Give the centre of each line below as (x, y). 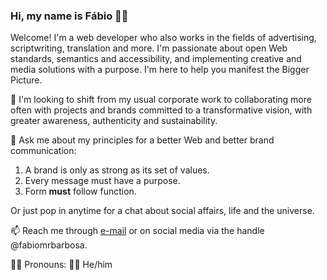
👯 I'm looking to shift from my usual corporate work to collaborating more (161, 100)
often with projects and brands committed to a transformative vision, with (161, 110)
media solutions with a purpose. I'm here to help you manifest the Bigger (160, 70)
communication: (43, 151)
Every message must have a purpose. (102, 181)
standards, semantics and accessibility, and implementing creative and (156, 59)
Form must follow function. (80, 191)
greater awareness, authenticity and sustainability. (114, 121)
